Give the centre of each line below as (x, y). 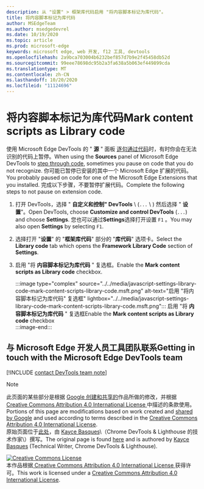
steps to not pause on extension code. (54, 191)
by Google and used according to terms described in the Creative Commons (102, 418)
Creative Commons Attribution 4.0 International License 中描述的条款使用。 (101, 404)
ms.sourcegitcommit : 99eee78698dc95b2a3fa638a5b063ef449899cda (88, 63)
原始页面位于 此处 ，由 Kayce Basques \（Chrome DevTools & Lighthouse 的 (100, 432)
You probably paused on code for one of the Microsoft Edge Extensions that (102, 177)
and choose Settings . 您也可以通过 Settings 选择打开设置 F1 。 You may (104, 219)
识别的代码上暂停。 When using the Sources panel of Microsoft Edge (92, 156)
